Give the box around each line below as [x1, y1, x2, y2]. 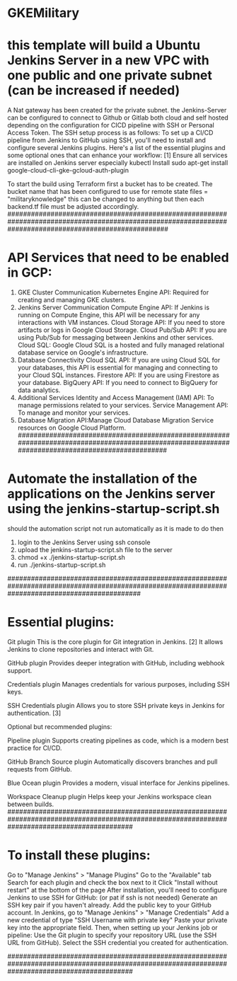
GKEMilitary [7, 5, 80, 21]
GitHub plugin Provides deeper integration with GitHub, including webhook [7, 658, 225, 667]
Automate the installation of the [7, 471, 197, 487]
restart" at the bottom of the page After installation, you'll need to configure [7, 885, 228, 894]
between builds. [7, 800, 54, 808]
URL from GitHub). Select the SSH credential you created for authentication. [7, 938, 229, 946]
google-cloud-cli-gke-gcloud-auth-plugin [7, 166, 129, 175]
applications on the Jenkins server [7, 486, 216, 502]
